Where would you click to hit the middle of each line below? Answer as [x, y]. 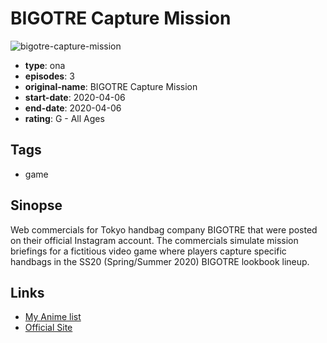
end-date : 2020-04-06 [73, 108]
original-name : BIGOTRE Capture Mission [111, 86]
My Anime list [53, 317]
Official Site [48, 328]
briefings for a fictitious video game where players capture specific [148, 251]
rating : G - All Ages [64, 118]
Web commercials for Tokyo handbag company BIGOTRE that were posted [164, 229]
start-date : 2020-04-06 [75, 97]
